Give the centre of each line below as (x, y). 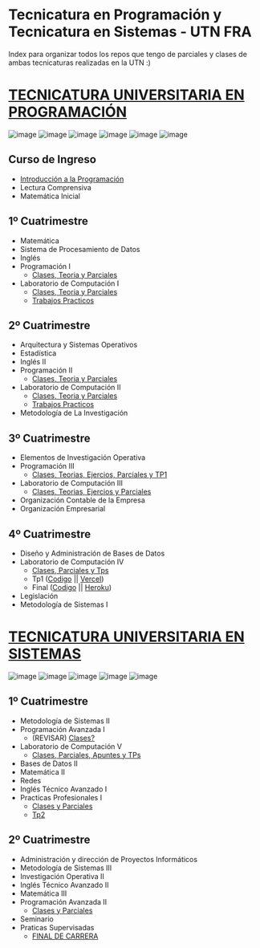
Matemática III (43, 893)
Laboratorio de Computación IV (72, 561)
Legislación (39, 596)
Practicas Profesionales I (61, 797)
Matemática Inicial (50, 196)
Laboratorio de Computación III (71, 483)
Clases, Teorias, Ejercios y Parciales (91, 492)
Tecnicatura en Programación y (115, 15)
